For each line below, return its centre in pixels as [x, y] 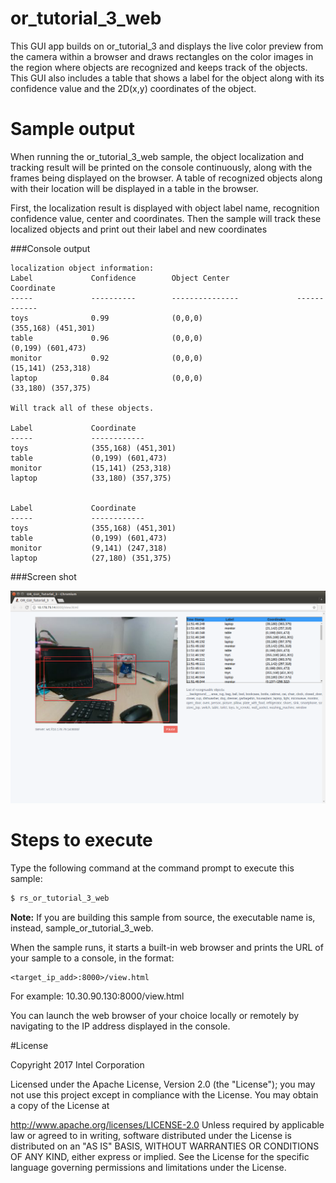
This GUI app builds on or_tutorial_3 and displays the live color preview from [167, 46]
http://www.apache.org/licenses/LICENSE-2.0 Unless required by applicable [167, 1124]
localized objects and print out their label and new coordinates [139, 229]
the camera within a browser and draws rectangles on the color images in [162, 56]
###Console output [50, 248]
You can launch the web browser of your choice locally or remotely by [155, 1015]
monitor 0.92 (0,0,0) [106, 358]
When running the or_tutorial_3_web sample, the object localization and [157, 156]
